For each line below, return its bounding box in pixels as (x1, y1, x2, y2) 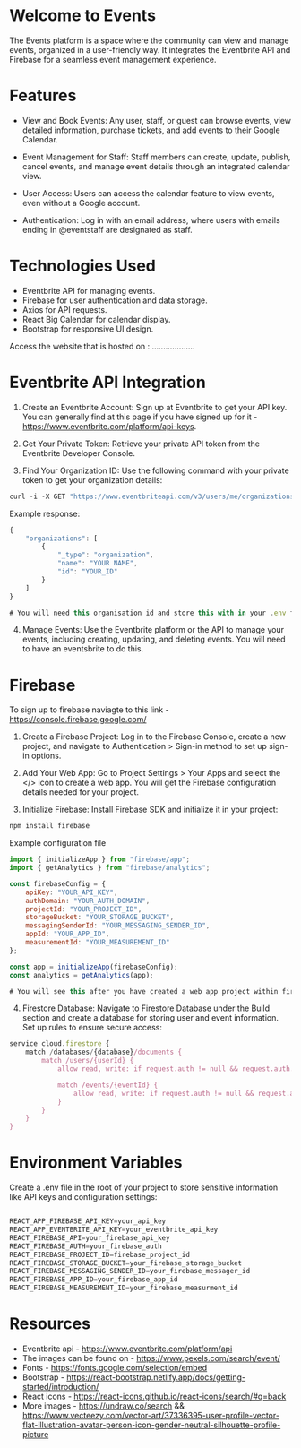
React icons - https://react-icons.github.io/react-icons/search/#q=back (21, 1391, 287, 1401)
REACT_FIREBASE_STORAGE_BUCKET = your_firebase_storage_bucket (9, 1258, 243, 1268)
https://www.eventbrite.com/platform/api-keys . (21, 420, 197, 431)
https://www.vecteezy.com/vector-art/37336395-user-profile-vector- (21, 1409, 280, 1420)
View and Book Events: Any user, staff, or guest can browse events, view (21, 115, 292, 125)
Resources (9, 1314, 91, 1334)
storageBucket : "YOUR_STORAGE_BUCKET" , (25, 913, 175, 922)
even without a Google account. (21, 197, 141, 208)
